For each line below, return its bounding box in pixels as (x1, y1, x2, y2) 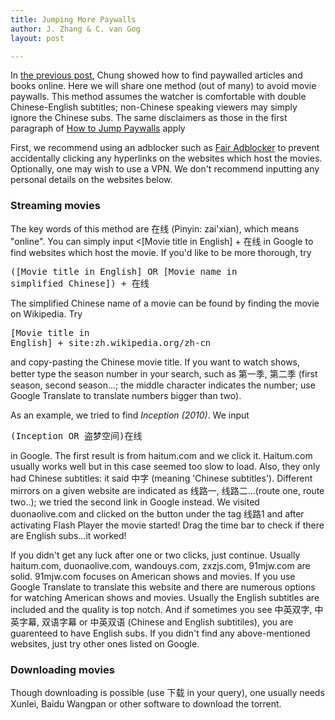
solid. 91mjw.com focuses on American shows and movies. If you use (10, 570, 296, 582)
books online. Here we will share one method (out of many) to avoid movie (10, 80, 317, 92)
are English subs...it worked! (10, 529, 127, 541)
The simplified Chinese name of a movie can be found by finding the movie (10, 297, 320, 309)
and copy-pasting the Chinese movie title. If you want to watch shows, (10, 356, 301, 368)
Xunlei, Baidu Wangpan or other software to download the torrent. (10, 697, 282, 710)
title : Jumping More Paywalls (10, 14, 137, 25)
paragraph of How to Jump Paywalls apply (10, 122, 186, 135)
